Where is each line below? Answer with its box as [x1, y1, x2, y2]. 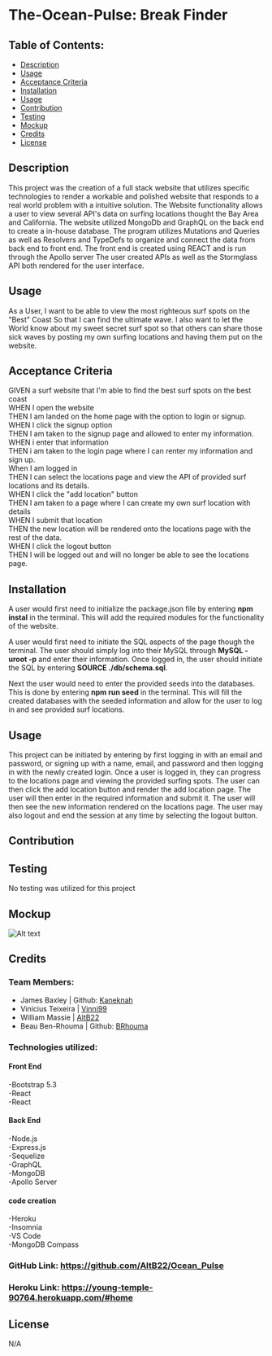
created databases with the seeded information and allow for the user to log [8, 696, 262, 706]
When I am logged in [8, 463, 78, 473]
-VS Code [8, 1231, 41, 1241]
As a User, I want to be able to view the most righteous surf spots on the [8, 305, 250, 315]
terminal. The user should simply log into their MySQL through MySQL [8, 646, 244, 656]
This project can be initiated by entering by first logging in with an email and [8, 750, 262, 760]
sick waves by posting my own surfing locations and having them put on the [8, 331, 263, 341]
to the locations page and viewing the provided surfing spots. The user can [8, 776, 260, 786]
